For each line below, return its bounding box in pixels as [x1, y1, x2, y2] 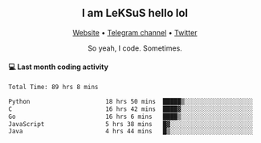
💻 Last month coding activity [8, 62, 108, 71]
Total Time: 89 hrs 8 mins [8, 84, 99, 92]
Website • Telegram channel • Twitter [72, 27, 198, 37]
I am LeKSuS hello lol [81, 6, 189, 20]
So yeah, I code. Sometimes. [88, 43, 182, 53]
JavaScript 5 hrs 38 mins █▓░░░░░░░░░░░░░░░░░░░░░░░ [8, 120, 253, 128]
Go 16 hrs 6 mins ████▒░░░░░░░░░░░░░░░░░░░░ [8, 112, 253, 121]
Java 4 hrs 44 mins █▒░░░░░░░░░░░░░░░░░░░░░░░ [8, 128, 253, 136]
